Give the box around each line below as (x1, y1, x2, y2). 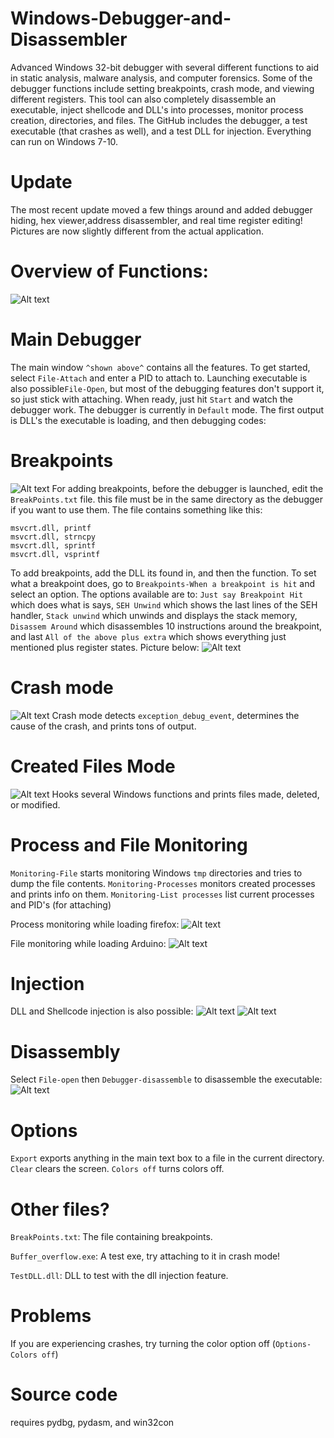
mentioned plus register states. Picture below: (10, 641, 200, 653)
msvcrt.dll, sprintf (10, 540, 97, 551)
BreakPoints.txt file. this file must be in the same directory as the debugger (10, 493, 323, 505)
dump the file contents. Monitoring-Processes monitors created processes (10, 877, 316, 889)
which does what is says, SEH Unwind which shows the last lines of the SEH (10, 598, 318, 611)
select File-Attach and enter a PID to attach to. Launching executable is (10, 372, 308, 384)
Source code (10, 1383, 118, 1406)
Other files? (10, 1198, 110, 1221)
